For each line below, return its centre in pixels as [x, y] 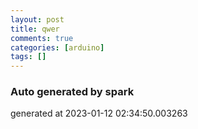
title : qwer [35, 29]
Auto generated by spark [72, 92]
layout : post [37, 19]
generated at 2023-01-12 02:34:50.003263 [99, 113]
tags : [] [28, 57]
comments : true [42, 38]
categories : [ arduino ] [57, 47]
